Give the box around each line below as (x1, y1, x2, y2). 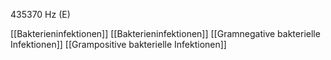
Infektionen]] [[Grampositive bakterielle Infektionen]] (10, 39, 227, 50)
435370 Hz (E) (10, 9, 71, 20)
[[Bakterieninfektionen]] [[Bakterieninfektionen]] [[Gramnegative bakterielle (10, 28, 321, 39)
